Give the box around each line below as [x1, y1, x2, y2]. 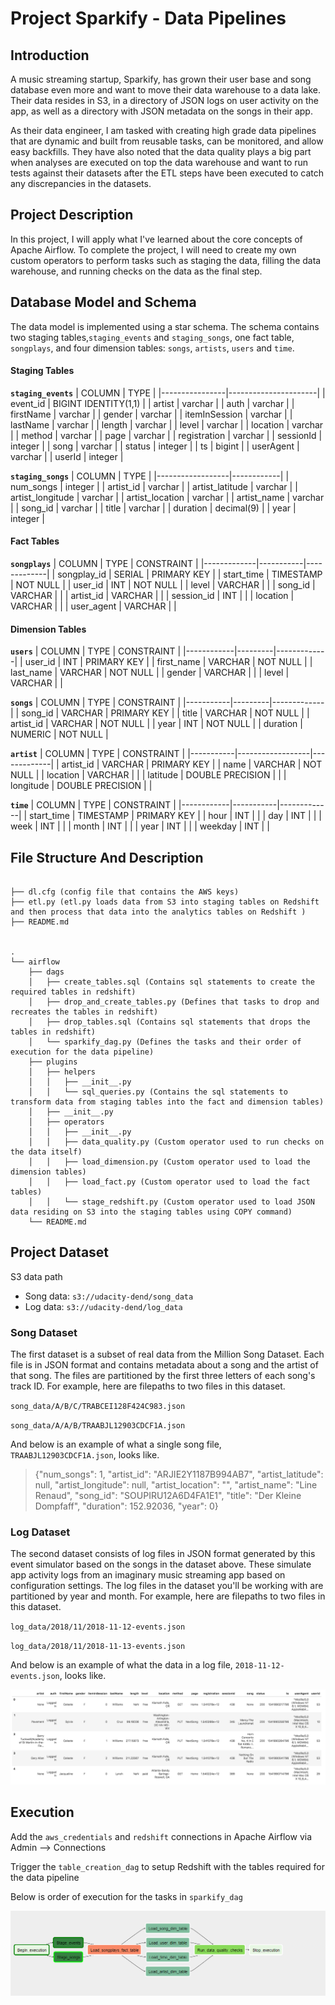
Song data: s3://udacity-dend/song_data [24, 1290, 194, 1302]
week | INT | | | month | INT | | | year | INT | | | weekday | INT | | [10, 820, 270, 832]
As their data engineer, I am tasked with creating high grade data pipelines [10, 125, 317, 136]
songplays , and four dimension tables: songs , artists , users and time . [10, 342, 295, 354]
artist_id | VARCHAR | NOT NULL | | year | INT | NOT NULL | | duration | [10, 718, 303, 730]
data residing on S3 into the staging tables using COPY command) [10, 1207, 293, 1217]
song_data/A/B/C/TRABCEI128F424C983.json [10, 1402, 186, 1412]
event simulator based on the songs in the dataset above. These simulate [10, 1558, 312, 1571]
